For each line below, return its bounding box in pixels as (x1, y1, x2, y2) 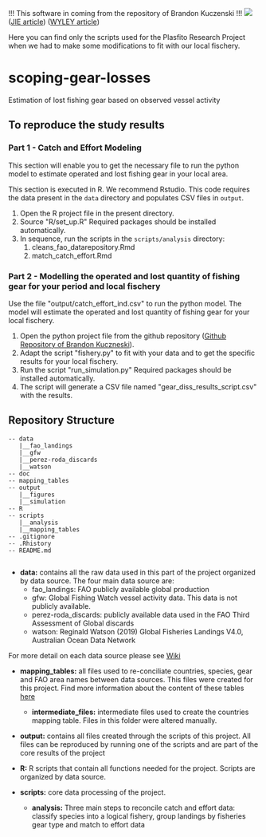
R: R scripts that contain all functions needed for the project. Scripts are (19, 763, 256, 773)
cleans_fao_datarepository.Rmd (31, 242, 135, 251)
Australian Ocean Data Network (31, 635, 136, 645)
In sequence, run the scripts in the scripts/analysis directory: (19, 234, 225, 243)
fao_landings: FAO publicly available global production (31, 584, 209, 594)
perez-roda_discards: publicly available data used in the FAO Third (31, 610, 250, 619)
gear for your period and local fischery (8, 280, 161, 291)
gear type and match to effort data (31, 819, 146, 829)
